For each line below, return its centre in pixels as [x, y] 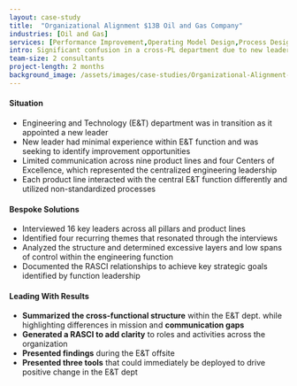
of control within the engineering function [98, 257]
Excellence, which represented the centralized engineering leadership [149, 170]
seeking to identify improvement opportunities [106, 151]
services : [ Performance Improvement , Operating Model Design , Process [138, 42]
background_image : [43, 75]
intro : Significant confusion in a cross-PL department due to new [136, 50]
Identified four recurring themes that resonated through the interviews [150, 238]
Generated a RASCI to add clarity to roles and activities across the [144, 335]
